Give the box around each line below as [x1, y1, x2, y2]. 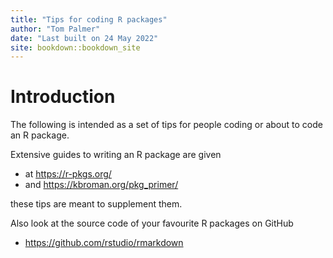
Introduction [10, 86, 116, 108]
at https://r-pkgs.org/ [24, 168, 112, 180]
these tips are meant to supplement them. [10, 198, 183, 210]
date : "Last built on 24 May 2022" [10, 33, 159, 43]
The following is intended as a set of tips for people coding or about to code [10, 119, 323, 131]
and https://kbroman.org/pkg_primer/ [24, 179, 179, 191]
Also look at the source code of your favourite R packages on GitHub [10, 217, 294, 230]
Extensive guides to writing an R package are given [10, 149, 222, 161]
